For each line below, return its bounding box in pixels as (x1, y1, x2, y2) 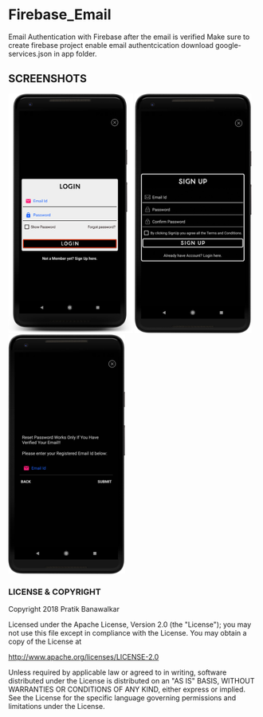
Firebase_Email (8, 6, 112, 24)
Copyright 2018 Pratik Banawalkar (8, 605, 120, 614)
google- (214, 40, 241, 49)
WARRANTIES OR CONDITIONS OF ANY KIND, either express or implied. (8, 684, 245, 695)
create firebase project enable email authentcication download (8, 40, 214, 49)
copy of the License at (8, 636, 82, 647)
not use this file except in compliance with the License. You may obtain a (8, 628, 247, 638)
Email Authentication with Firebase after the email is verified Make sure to (8, 32, 250, 41)
